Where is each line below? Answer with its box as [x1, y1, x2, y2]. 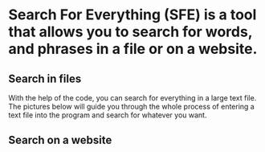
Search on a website [8, 134, 112, 147]
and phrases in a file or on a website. [8, 40, 258, 58]
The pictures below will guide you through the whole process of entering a [8, 102, 255, 111]
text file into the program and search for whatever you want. [8, 110, 207, 120]
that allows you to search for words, [8, 23, 253, 41]
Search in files [8, 72, 82, 85]
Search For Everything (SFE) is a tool [8, 6, 257, 24]
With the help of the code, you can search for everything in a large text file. [8, 93, 257, 102]
